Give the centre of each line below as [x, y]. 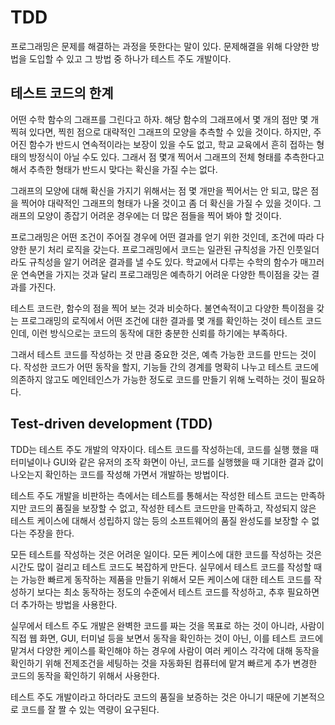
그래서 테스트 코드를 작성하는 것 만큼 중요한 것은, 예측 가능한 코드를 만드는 [154, 354]
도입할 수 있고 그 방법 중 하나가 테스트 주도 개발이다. [130, 58]
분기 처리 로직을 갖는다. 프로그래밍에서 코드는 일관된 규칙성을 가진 [156, 249]
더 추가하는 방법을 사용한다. [64, 604]
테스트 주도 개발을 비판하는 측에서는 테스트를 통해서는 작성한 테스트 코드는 [154, 495]
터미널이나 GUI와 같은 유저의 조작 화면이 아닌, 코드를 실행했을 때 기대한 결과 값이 [167, 462]
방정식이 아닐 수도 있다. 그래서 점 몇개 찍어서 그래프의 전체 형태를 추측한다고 [176, 157]
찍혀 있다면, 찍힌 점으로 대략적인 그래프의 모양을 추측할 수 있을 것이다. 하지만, [161, 132]
